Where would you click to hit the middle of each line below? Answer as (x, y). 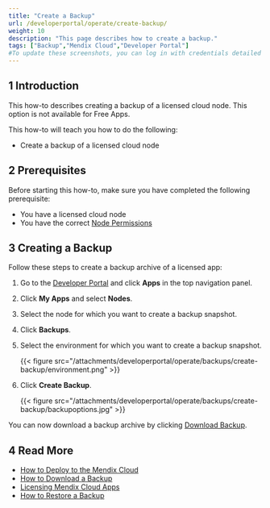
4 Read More (41, 450)
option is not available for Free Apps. (69, 114)
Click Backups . (45, 330)
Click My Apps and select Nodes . (76, 298)
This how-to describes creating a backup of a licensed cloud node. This (128, 105)
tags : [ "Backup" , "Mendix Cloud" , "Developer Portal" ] (99, 46)
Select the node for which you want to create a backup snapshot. (129, 314)
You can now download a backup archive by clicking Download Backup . (128, 425)
